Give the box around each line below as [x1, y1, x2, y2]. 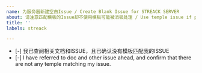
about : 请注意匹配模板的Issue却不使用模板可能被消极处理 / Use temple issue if [6, 14, 192, 20]
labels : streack [6, 25, 47, 31]
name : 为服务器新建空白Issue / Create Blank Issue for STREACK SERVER [6, 8, 180, 15]
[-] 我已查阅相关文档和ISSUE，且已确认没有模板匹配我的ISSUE [14, 47, 170, 55]
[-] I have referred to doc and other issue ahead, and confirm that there [14, 54, 192, 61]
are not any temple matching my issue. [14, 61, 111, 68]
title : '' [6, 20, 31, 26]
